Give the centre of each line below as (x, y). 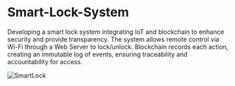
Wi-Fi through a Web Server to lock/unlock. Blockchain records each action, (118, 47)
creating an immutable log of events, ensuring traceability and (98, 54)
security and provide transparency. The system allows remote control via (113, 39)
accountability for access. (45, 61)
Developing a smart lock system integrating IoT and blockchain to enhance (116, 32)
